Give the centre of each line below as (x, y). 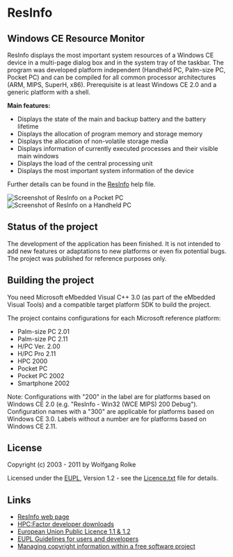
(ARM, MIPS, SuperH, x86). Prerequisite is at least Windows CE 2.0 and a (112, 84)
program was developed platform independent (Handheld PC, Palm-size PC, (116, 70)
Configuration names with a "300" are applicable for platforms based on (111, 411)
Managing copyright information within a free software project (106, 547)
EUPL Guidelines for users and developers (78, 539)
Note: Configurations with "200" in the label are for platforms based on (109, 396)
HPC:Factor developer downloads (66, 524)
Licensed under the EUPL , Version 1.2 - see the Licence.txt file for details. (113, 478)
